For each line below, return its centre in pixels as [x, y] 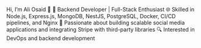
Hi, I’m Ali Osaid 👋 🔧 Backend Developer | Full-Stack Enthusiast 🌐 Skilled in [100, 9]
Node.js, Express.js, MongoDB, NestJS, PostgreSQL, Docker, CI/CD [91, 16]
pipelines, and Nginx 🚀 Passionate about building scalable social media [96, 22]
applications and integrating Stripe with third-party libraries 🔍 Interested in [101, 29]
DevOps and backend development [51, 38]
